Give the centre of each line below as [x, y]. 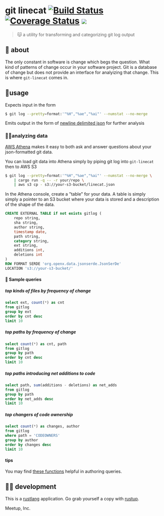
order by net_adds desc [29, 399]
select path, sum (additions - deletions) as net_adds [61, 385]
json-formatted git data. [29, 152]
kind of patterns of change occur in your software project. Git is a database [81, 67]
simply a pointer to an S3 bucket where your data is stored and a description [82, 200]
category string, [32, 241]
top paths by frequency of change [41, 332]
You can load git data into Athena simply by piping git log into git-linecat [80, 161]
